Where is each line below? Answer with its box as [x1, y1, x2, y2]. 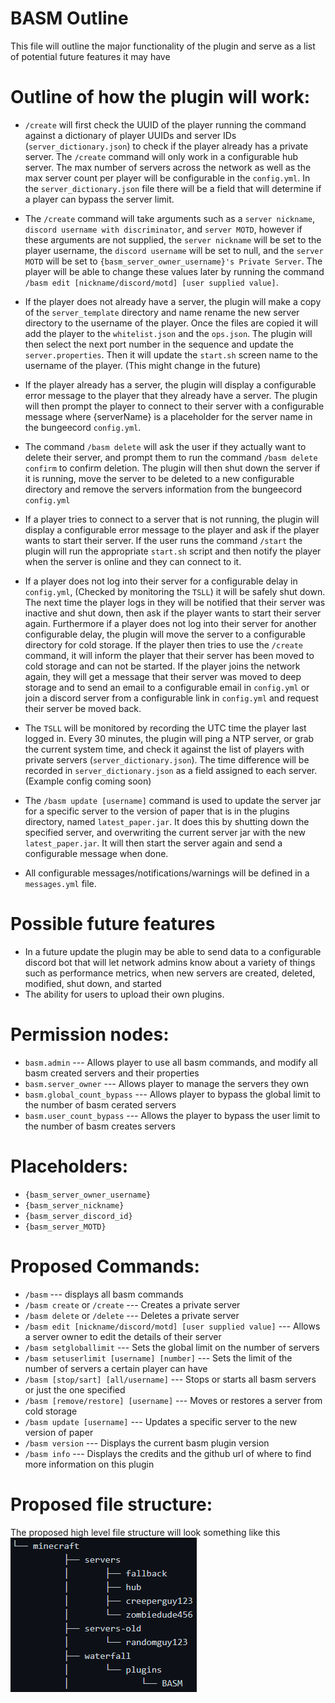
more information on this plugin [24, 1458, 155, 1470]
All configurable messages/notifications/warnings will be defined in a [24, 867, 310, 879]
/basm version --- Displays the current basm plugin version [24, 1437, 270, 1449]
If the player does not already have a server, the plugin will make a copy [24, 295, 322, 307]
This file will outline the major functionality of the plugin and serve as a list [10, 40, 316, 52]
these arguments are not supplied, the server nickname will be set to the [24, 233, 322, 246]
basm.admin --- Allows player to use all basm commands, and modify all [24, 1056, 318, 1068]
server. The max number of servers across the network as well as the [24, 161, 312, 173]
